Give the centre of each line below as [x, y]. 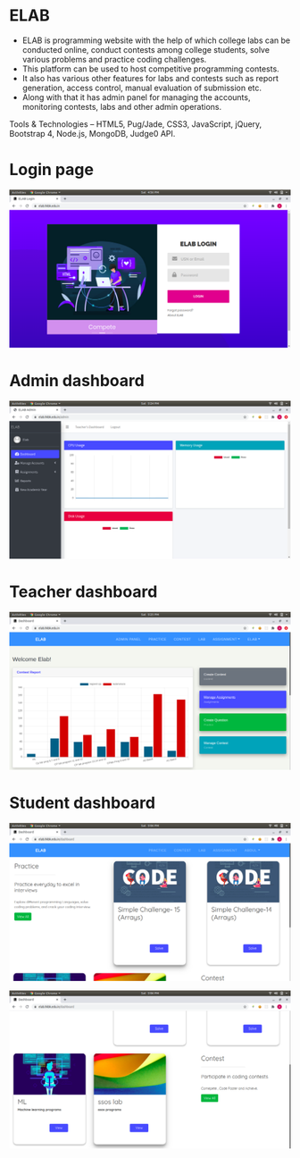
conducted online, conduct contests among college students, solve [146, 49]
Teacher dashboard [83, 592]
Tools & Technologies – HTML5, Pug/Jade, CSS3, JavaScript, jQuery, [136, 124]
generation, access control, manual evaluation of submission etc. [142, 88]
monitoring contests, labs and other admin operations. [122, 106]
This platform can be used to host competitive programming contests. [150, 69]
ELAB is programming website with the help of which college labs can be [156, 40]
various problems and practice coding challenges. [114, 59]
